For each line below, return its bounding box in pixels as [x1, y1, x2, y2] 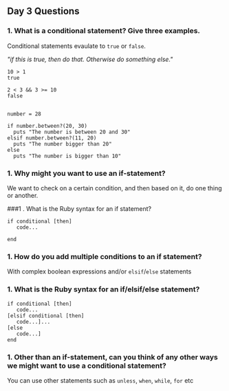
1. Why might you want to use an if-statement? [7, 168, 166, 178]
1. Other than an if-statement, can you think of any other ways [7, 352, 218, 361]
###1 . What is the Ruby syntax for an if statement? [7, 204, 152, 212]
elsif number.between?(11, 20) [7, 134, 97, 142]
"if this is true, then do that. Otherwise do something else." [7, 55, 173, 63]
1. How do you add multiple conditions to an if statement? [7, 252, 202, 261]
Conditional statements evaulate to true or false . [7, 41, 146, 50]
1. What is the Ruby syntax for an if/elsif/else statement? [7, 284, 200, 294]
